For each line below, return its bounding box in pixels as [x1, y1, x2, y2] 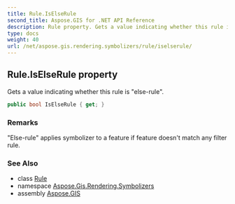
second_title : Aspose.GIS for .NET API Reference [7, 17, 155, 24]
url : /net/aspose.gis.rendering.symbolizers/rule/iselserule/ [7, 43, 192, 50]
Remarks [7, 117, 38, 127]
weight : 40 [7, 36, 39, 43]
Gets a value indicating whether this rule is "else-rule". [7, 87, 164, 95]
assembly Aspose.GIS [17, 189, 80, 198]
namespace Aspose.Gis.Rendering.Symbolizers [17, 182, 155, 190]
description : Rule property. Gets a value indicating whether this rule [7, 23, 224, 30]
